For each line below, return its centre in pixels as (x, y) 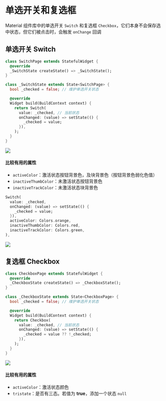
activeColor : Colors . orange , (40, 221)
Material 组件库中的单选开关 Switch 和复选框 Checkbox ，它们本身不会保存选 (83, 25)
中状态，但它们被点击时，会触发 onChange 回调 (53, 31)
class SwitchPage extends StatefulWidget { (52, 61)
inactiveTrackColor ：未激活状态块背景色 (55, 187)
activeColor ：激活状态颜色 (41, 387)
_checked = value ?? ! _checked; (58, 335)
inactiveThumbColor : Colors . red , (45, 226)
